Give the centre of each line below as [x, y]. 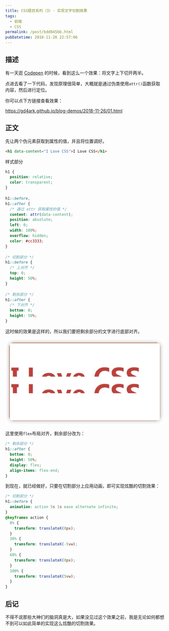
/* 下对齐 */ [22, 305]
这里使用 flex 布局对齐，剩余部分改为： [45, 434]
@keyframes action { [27, 517]
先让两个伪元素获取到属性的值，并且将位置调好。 [56, 141]
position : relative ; [31, 177]
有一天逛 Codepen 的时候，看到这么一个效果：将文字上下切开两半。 [76, 73]
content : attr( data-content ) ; [41, 214]
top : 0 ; [18, 273]
